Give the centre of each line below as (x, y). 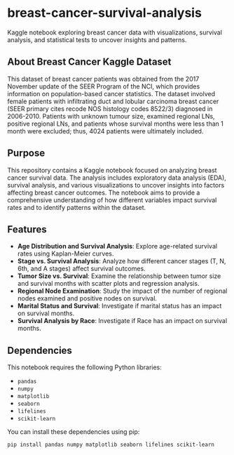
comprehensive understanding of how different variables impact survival (112, 200)
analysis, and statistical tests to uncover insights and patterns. (97, 39)
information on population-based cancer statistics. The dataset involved (111, 93)
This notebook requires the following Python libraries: (85, 367)
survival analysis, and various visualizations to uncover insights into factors (116, 185)
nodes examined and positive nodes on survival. (87, 298)
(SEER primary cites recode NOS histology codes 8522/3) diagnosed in (110, 108)
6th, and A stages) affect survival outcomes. (81, 269)
